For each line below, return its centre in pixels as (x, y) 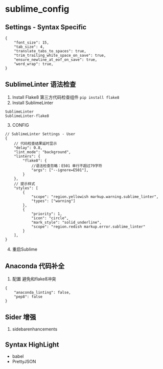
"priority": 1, (47, 214)
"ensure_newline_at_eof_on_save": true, (56, 60)
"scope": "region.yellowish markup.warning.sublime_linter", (95, 197)
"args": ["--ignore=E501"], (60, 170)
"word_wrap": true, (34, 64)
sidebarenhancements (35, 329)
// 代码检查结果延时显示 (35, 143)
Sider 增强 (21, 317)
